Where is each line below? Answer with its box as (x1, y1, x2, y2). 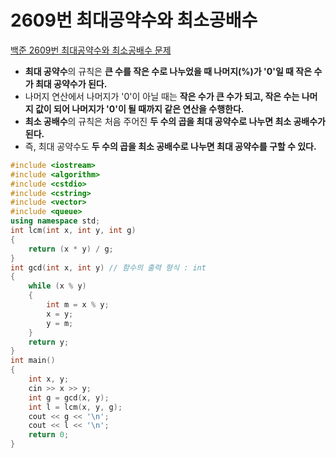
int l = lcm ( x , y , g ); (28, 402, 123, 412)
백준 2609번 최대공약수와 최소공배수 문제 (10, 44, 172, 56)
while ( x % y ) (28, 281, 87, 291)
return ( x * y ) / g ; (28, 244, 114, 254)
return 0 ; (28, 430, 70, 440)
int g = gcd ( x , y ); (28, 392, 110, 403)
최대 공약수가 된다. (34, 77, 108, 90)
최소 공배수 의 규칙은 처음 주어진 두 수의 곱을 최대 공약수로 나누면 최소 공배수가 (24, 115, 326, 127)
